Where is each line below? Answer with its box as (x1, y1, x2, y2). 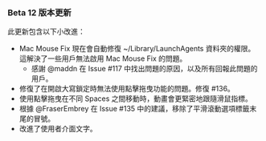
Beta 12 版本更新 (7, 6, 72, 18)
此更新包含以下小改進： (7, 26, 85, 37)
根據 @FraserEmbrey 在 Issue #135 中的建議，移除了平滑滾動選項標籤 (18, 104, 250, 114)
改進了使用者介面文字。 (18, 124, 97, 134)
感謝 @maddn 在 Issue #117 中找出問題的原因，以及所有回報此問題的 (31, 64, 258, 74)
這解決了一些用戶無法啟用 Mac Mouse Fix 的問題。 (18, 54, 187, 63)
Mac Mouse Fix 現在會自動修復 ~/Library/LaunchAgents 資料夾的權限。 (18, 44, 256, 54)
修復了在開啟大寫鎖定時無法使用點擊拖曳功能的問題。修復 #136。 (18, 84, 235, 94)
